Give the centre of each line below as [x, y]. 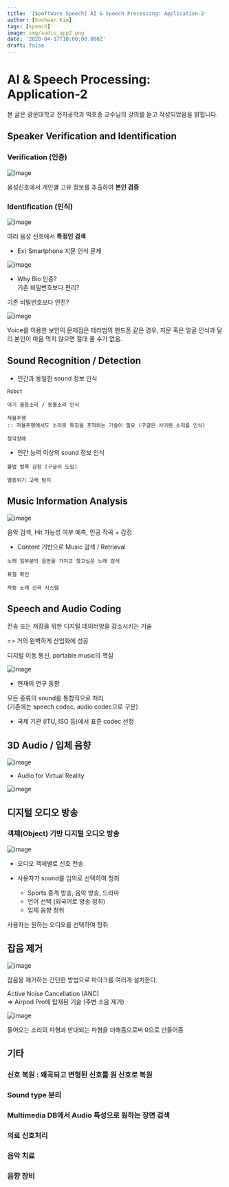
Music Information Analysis [68, 501]
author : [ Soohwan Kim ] [40, 20]
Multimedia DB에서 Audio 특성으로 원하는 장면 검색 [89, 1115]
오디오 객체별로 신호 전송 [50, 863]
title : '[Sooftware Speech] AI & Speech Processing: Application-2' [107, 13]
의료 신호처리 [28, 1135]
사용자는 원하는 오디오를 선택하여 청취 [58, 924]
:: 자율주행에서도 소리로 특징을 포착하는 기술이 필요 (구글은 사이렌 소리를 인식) [107, 425]
